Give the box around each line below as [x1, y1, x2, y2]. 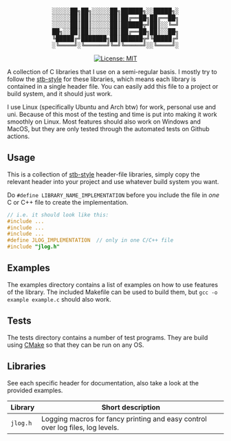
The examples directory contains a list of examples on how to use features [7, 280, 219, 289]
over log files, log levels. [41, 422, 119, 432]
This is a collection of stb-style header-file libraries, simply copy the [7, 170, 201, 179]
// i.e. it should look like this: [7, 211, 109, 218]
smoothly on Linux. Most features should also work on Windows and [7, 117, 201, 126]
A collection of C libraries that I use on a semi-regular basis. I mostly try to [7, 68, 218, 76]
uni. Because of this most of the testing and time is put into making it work [7, 111, 218, 118]
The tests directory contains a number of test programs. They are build [7, 333, 208, 341]
